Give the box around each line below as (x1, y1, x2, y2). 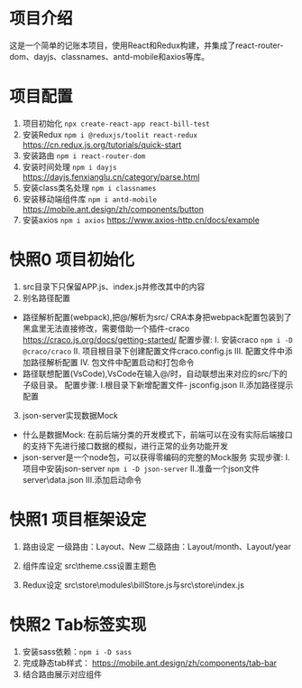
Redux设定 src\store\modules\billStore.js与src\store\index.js (22, 580, 245, 590)
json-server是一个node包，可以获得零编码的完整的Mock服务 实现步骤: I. (22, 451, 290, 462)
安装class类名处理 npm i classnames (22, 182, 157, 193)
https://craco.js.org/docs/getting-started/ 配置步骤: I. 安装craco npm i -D (22, 334, 293, 344)
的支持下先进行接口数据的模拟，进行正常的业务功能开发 (22, 440, 228, 451)
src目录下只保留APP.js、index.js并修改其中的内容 (22, 281, 206, 292)
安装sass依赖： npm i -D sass (22, 646, 133, 656)
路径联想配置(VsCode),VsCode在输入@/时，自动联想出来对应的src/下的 (22, 368, 288, 379)
